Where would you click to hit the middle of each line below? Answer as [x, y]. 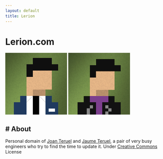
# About [18, 129]
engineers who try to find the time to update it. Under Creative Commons [81, 146]
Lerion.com [30, 42]
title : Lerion [20, 16]
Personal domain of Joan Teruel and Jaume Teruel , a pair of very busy [79, 141]
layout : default [22, 11]
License [13, 152]
